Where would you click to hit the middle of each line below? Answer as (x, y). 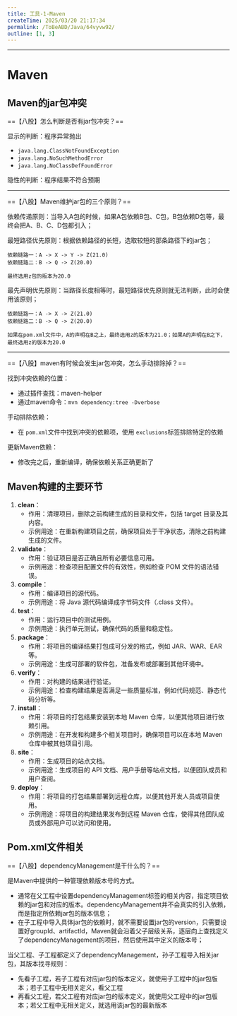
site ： (26, 752)
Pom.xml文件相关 (46, 847)
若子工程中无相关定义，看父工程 (77, 987)
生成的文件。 (47, 541)
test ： (27, 611)
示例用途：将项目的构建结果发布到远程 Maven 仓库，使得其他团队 (123, 814)
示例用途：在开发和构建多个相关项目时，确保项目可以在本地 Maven (125, 735)
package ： (34, 637)
